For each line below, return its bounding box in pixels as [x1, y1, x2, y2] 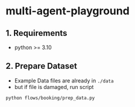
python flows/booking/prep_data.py [5, 94, 95, 101]
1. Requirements [5, 28, 67, 38]
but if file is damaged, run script [14, 83, 94, 90]
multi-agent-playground [5, 4, 130, 18]
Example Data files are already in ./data [14, 77, 114, 84]
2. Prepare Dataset [5, 61, 78, 71]
